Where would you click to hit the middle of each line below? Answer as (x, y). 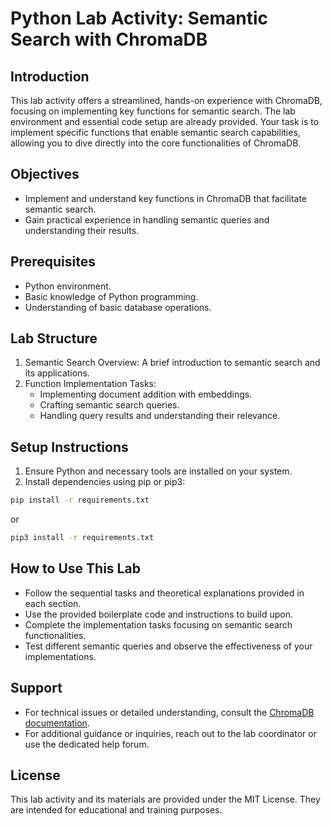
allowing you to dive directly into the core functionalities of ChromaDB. (156, 143)
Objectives (45, 174)
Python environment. (68, 286)
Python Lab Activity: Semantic (139, 18)
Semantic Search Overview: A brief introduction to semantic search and (172, 363)
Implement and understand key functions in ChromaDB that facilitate (166, 198)
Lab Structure (54, 338)
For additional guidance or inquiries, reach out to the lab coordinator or (170, 733)
